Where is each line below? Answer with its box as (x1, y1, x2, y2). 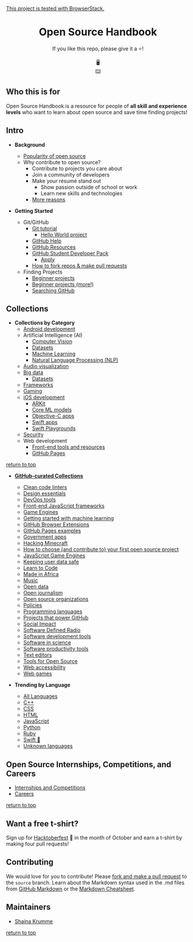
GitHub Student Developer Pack (31, 250, 109, 257)
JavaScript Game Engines (23, 552, 86, 559)
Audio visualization (23, 363, 69, 370)
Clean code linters (23, 484, 67, 491)
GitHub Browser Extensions (23, 521, 89, 528)
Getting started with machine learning (23, 515, 114, 522)
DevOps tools (23, 496, 57, 503)
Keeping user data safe (23, 558, 79, 565)
